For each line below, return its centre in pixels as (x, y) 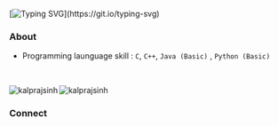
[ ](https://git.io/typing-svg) (84, 14)
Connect (28, 114)
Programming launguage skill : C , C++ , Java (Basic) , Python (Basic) (146, 56)
